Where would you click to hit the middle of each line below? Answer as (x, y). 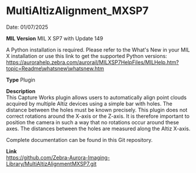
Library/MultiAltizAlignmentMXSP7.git (52, 164)
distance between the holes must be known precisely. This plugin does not (97, 110)
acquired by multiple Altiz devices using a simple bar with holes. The (89, 103)
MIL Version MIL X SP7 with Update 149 (55, 38)
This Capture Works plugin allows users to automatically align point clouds (97, 97)
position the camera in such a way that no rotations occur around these (93, 122)
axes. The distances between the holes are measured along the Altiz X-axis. (98, 128)
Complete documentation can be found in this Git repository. (79, 140)
